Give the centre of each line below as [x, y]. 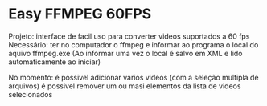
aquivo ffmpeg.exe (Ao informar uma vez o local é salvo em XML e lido [125, 53]
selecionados [31, 94]
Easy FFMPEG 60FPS [80, 14]
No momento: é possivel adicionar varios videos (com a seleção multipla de [133, 77]
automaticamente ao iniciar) [55, 62]
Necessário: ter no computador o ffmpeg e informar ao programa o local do [133, 44]
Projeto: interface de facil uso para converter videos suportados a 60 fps [129, 36]
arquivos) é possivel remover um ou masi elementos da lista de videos [125, 86]
